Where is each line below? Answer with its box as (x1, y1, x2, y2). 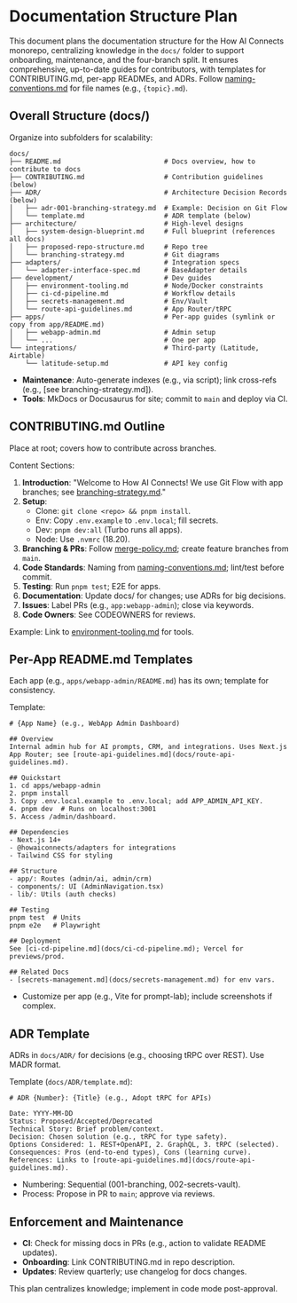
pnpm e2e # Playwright (9, 921, 101, 930)
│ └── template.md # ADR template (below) (9, 211, 252, 220)
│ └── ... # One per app (9, 336, 216, 344)
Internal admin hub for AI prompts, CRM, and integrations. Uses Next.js (9, 743, 288, 752)
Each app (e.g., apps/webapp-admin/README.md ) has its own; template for (9, 675, 269, 686)
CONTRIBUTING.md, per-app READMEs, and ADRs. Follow (9, 73, 223, 83)
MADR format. (9, 1059, 61, 1070)
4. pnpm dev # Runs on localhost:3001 (9, 805, 157, 814)
